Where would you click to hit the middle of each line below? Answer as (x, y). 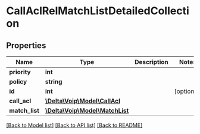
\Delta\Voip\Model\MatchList (87, 111)
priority (20, 72)
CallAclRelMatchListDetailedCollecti (98, 11)
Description (151, 62)
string (54, 82)
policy (18, 82)
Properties (26, 45)
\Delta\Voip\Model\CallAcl (83, 101)
